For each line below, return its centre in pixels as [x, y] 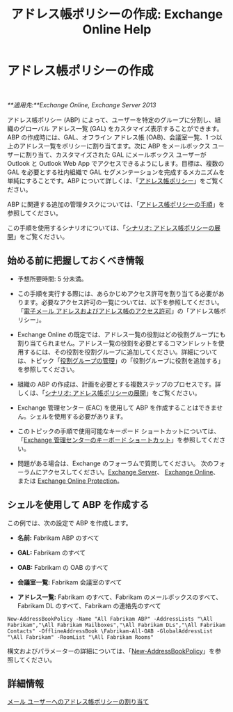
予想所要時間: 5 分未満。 [53, 279]
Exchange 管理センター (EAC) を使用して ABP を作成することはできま [117, 408]
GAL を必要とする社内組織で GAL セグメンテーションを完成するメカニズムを [116, 172]
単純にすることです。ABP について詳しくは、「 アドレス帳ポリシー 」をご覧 [113, 180]
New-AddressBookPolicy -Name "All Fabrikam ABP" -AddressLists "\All [110, 619]
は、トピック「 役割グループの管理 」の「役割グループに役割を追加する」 [121, 360]
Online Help [117, 30]
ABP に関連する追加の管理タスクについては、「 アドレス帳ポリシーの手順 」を [116, 204]
